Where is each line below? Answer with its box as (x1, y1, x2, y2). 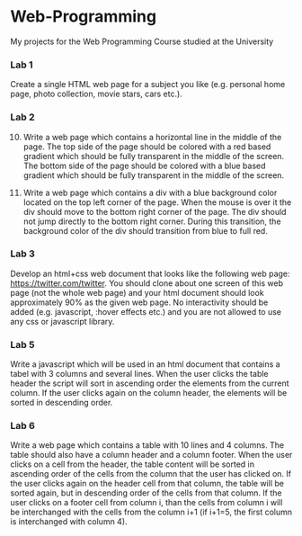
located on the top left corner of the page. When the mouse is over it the (22, 196, 292, 208)
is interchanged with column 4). (10, 516, 129, 527)
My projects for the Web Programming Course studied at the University (10, 36, 274, 47)
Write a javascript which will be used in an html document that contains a (10, 359, 281, 370)
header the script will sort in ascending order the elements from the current (10, 378, 290, 389)
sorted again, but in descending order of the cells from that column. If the (10, 487, 282, 498)
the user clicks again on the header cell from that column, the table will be (10, 478, 284, 489)
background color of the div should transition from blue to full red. (22, 225, 268, 236)
